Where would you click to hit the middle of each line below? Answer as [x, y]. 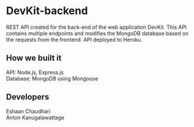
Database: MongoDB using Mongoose [52, 78]
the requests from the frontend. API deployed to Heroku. [74, 39]
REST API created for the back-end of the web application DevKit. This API [96, 27]
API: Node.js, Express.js [35, 72]
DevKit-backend [47, 11]
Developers [28, 97]
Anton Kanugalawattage [35, 117]
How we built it [34, 58]
